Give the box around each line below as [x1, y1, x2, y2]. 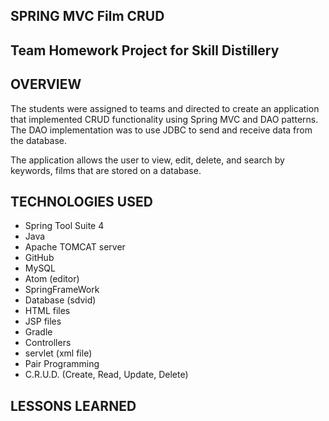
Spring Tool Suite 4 [24, 220, 105, 232]
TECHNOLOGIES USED [10, 193, 153, 210]
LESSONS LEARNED [10, 397, 137, 414]
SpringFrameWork [24, 284, 100, 296]
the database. [10, 134, 68, 146]
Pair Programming [24, 358, 100, 370]
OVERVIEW [10, 76, 82, 93]
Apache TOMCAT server [24, 241, 126, 253]
